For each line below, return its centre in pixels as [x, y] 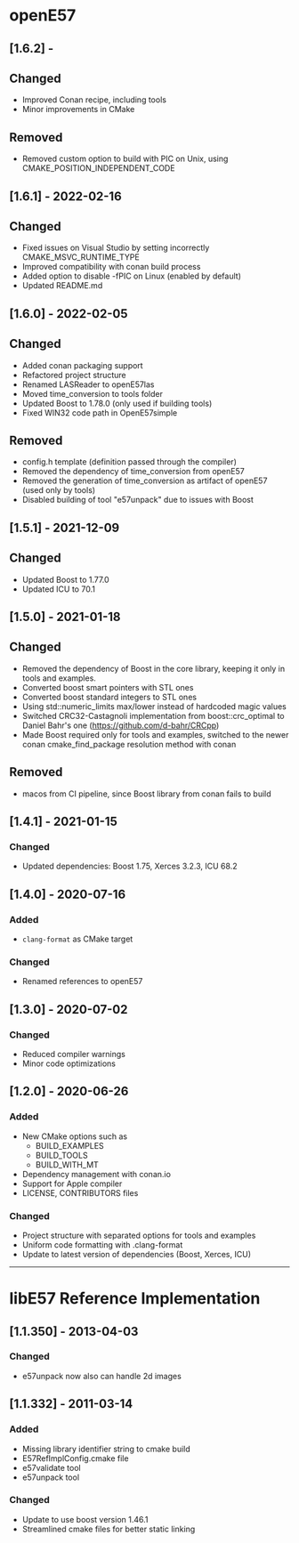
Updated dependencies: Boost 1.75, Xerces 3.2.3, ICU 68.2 [129, 866]
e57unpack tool [51, 1477]
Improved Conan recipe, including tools [94, 100]
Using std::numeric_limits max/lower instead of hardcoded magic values [154, 706]
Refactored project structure [74, 375]
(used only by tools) [59, 490]
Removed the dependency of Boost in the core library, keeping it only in [154, 668]
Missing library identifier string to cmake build [106, 1449]
